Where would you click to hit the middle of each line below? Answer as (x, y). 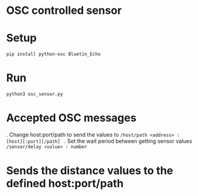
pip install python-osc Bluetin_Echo (54, 54)
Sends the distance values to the (90, 171)
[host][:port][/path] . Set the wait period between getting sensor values (99, 141)
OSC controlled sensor (64, 11)
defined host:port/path (65, 184)
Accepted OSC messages (71, 118)
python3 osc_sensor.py (35, 94)
